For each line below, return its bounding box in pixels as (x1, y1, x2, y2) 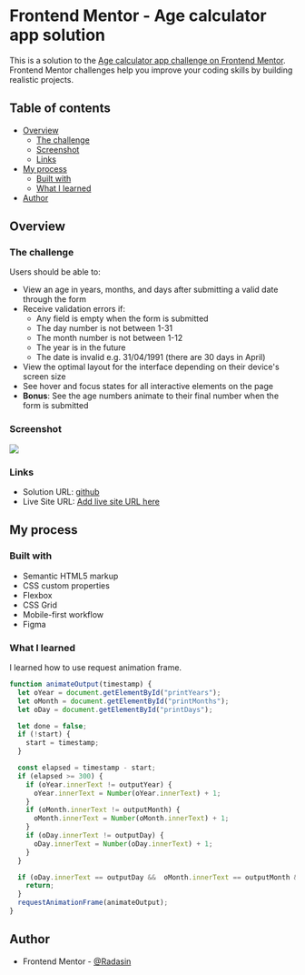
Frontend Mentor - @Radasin (22, 956, 132, 967)
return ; (25, 881, 54, 890)
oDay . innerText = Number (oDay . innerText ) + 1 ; (33, 839, 213, 849)
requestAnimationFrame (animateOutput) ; (17, 898, 169, 908)
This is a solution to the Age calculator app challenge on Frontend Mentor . (9, 55, 286, 65)
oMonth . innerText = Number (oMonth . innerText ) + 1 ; (33, 814, 230, 823)
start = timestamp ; (25, 739, 100, 748)
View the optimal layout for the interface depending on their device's (22, 361, 280, 373)
